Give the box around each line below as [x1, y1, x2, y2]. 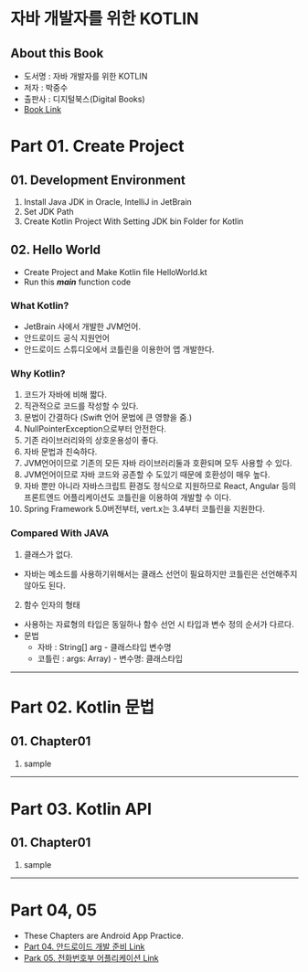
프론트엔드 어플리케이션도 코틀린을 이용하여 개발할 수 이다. [23, 492, 232, 503]
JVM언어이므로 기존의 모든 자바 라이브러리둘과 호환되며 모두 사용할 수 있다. [23, 458, 292, 469]
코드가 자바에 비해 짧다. [23, 390, 108, 401]
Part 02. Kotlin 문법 [10, 697, 154, 718]
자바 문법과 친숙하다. [23, 446, 98, 457]
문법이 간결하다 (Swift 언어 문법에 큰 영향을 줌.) [23, 412, 193, 423]
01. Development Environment [10, 172, 186, 187]
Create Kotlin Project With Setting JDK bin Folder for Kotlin [23, 216, 244, 227]
